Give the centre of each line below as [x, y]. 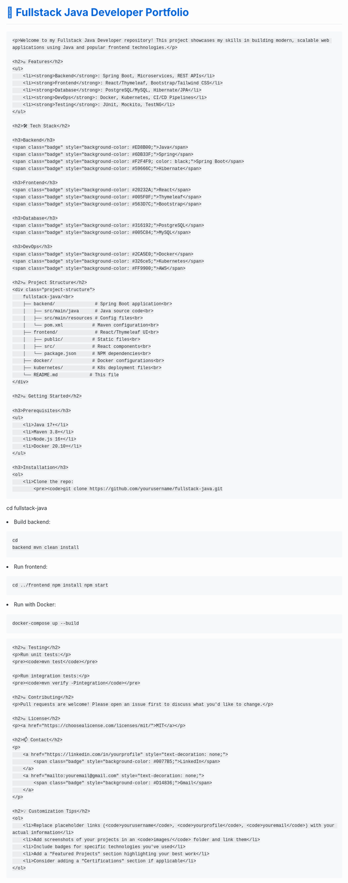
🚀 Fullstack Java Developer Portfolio [98, 13]
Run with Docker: [35, 604]
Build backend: [32, 522]
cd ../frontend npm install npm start [60, 586]
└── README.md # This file [71, 375]
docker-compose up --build [46, 624]
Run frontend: [31, 567]
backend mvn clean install [46, 548]
